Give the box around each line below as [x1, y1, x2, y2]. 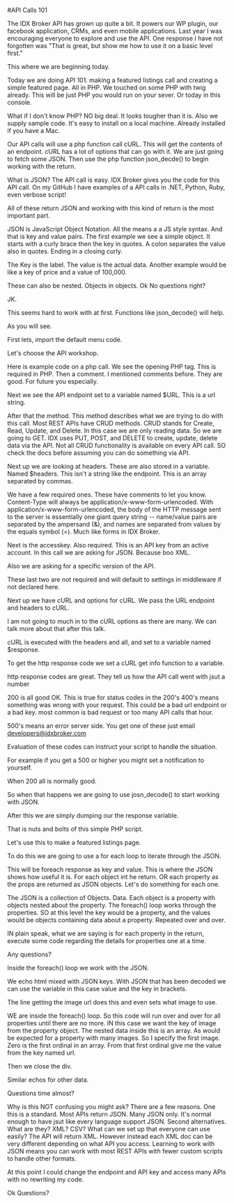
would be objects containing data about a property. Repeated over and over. [7, 916, 226, 924]
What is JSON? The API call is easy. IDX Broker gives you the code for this [7, 176, 220, 184]
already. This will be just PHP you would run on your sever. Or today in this [7, 91, 221, 99]
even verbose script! [7, 191, 66, 199]
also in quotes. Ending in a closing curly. [7, 247, 123, 255]
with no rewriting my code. [7, 1175, 84, 1183]
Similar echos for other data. [7, 1076, 89, 1084]
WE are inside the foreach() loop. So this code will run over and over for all [7, 1011, 221, 1020]
